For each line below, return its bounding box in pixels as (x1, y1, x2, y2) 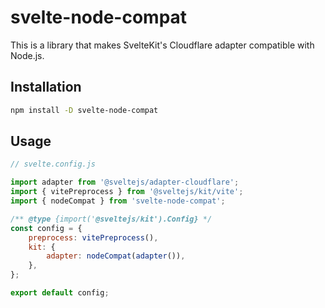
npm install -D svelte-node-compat (10, 105, 159, 115)
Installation (10, 79, 82, 96)
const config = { (10, 223, 83, 233)
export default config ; (10, 288, 110, 298)
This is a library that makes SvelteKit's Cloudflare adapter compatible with (10, 39, 315, 51)
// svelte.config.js (10, 159, 97, 170)
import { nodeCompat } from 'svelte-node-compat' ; (10, 196, 226, 206)
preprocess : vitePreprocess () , (28, 232, 159, 243)
